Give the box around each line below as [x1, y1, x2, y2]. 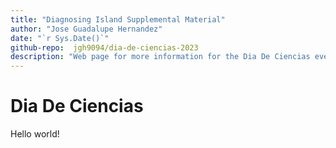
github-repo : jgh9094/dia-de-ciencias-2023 [10, 42, 199, 53]
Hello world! [10, 128, 60, 140]
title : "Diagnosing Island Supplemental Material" [10, 14, 226, 25]
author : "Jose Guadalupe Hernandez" [10, 24, 163, 34]
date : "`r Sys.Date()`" [10, 33, 110, 43]
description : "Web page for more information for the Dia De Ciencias [10, 52, 311, 62]
